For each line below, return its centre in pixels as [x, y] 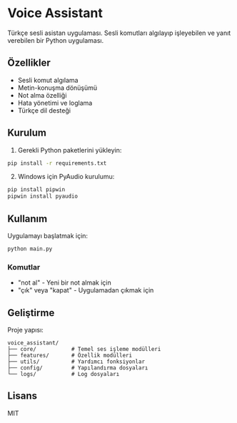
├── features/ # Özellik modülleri [70, 355]
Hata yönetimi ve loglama [55, 103]
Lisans [22, 396]
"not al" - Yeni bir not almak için [65, 282]
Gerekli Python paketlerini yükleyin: [70, 150]
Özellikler [29, 63]
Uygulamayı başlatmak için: [47, 236]
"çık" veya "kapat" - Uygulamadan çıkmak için [86, 290]
